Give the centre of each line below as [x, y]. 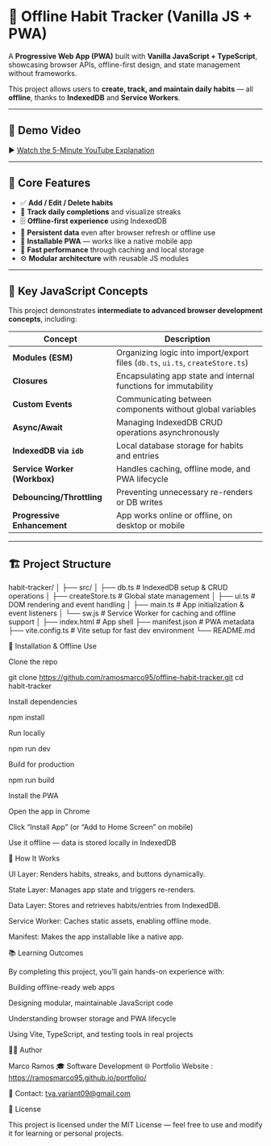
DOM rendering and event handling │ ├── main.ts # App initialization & [126, 605]
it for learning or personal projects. [66, 1133]
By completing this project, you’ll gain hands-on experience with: [116, 972]
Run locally [27, 733]
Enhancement [40, 526]
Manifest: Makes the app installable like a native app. [96, 937]
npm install [27, 717]
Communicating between [164, 400]
